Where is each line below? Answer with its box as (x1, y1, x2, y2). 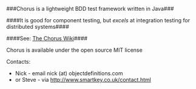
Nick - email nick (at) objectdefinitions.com (15, 70, 123, 77)
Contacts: (6, 58, 31, 65)
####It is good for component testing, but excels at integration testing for (6, 17, 190, 23)
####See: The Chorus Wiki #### (6, 35, 88, 41)
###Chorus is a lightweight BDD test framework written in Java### (6, 5, 174, 12)
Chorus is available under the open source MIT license (6, 46, 143, 54)
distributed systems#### (6, 23, 70, 30)
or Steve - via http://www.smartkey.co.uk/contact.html (15, 76, 152, 83)
